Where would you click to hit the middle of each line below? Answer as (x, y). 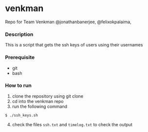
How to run (18, 86)
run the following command (39, 106)
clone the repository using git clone (48, 96)
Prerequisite (20, 58)
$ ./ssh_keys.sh (21, 115)
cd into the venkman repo (38, 101)
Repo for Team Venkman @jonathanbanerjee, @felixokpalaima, (68, 22)
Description (19, 34)
